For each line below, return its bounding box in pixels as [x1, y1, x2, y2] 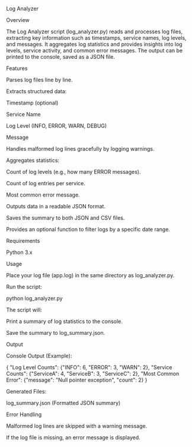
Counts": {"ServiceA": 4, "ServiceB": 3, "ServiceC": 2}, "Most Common [6, 370, 180, 377]
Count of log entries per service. [6, 180, 86, 186]
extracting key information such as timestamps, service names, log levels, [6, 34, 187, 41]
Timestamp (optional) [6, 99, 59, 106]
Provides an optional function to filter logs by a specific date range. [6, 226, 171, 233]
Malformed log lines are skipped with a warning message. [6, 423, 148, 429]
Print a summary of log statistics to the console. [6, 318, 123, 325]
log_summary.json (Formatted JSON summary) [6, 400, 121, 406]
